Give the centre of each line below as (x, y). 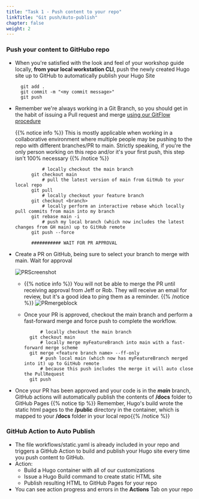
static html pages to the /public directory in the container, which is (97, 409)
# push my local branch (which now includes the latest (113, 222)
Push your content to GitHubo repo (58, 50)
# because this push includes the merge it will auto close (117, 369)
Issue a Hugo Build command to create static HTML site (93, 476)
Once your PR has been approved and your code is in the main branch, (103, 390)
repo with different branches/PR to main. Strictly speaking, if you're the (102, 145)
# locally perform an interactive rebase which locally (113, 206)
